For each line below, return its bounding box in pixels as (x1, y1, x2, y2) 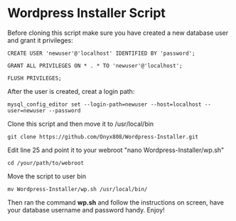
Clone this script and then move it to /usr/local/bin (7, 119, 154, 128)
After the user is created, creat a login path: (7, 87, 135, 95)
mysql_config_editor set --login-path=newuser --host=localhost (7, 101, 202, 108)
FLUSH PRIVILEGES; (7, 75, 62, 82)
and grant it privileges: (7, 36, 73, 44)
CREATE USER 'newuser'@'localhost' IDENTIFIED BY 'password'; (7, 50, 195, 57)
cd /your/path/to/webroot (7, 159, 84, 166)
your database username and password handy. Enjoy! (7, 205, 165, 214)
